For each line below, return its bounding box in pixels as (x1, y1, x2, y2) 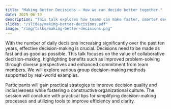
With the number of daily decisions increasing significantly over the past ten (5, 40, 165, 46)
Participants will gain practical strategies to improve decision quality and (5, 82, 157, 88)
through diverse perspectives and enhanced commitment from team (5, 62, 149, 68)
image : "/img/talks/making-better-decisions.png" (5, 26, 113, 31)
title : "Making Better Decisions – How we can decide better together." (5, 7, 163, 13)
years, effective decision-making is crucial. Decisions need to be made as (5, 45, 160, 51)
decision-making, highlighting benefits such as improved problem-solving (5, 56, 160, 62)
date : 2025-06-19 (5, 12, 42, 17)
